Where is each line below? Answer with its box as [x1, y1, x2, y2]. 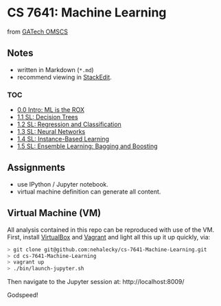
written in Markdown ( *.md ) [16, 65, 94, 73]
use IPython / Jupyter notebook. [16, 180, 108, 188]
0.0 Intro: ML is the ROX [16, 106, 84, 114]
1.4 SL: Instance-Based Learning [16, 135, 110, 143]
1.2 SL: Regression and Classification [16, 120, 121, 128]
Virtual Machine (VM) [7, 207, 102, 219]
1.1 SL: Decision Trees [16, 113, 78, 121]
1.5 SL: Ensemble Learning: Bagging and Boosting [16, 142, 158, 150]
